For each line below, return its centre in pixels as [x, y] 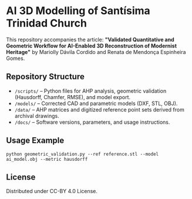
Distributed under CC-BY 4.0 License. [52, 191]
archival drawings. [37, 116]
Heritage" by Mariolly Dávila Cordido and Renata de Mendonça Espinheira [96, 52]
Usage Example [35, 141]
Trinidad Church [46, 23]
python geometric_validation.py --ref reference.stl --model [82, 154]
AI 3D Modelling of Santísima [78, 11]
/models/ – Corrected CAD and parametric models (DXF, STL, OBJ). [96, 103]
